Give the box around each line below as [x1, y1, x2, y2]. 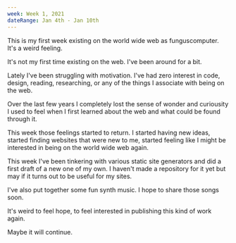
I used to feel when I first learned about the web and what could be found [7, 107, 221, 116]
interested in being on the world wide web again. [7, 143, 149, 151]
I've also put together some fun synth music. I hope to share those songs [7, 185, 220, 194]
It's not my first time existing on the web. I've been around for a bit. [7, 57, 202, 66]
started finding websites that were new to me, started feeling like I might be [7, 135, 227, 144]
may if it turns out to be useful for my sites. [7, 172, 132, 180]
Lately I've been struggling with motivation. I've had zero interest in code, [7, 71, 221, 80]
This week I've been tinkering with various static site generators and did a [7, 156, 222, 166]
